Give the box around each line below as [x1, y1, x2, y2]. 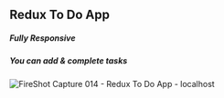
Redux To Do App [9, 7, 110, 23]
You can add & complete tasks [9, 55, 128, 66]
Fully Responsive [9, 32, 76, 44]
